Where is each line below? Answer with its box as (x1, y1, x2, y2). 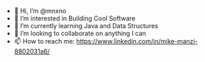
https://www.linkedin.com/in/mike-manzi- (76, 37, 199, 45)
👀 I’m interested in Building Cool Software (13, 14, 136, 23)
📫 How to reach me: (13, 37, 75, 45)
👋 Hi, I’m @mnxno (13, 7, 67, 15)
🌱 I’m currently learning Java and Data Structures (13, 22, 158, 30)
